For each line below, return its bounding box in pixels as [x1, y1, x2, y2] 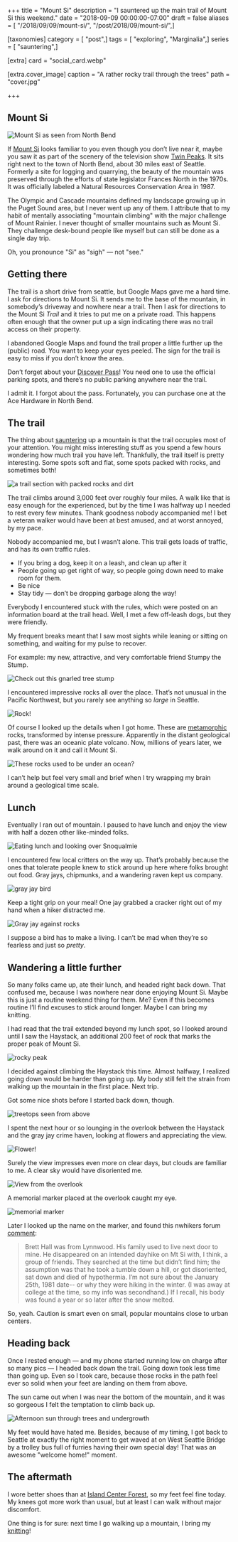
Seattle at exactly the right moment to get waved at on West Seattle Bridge [7, 1435, 226, 1444]
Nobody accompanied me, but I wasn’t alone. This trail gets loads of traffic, [7, 537, 228, 546]
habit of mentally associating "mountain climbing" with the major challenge [7, 211, 227, 220]
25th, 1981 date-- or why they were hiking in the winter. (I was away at [24, 1280, 230, 1289]
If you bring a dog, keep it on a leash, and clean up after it [17, 559, 187, 567]
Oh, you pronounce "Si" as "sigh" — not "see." [7, 247, 144, 256]
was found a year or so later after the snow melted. [24, 1295, 175, 1304]
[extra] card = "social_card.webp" [7, 56, 107, 65]
